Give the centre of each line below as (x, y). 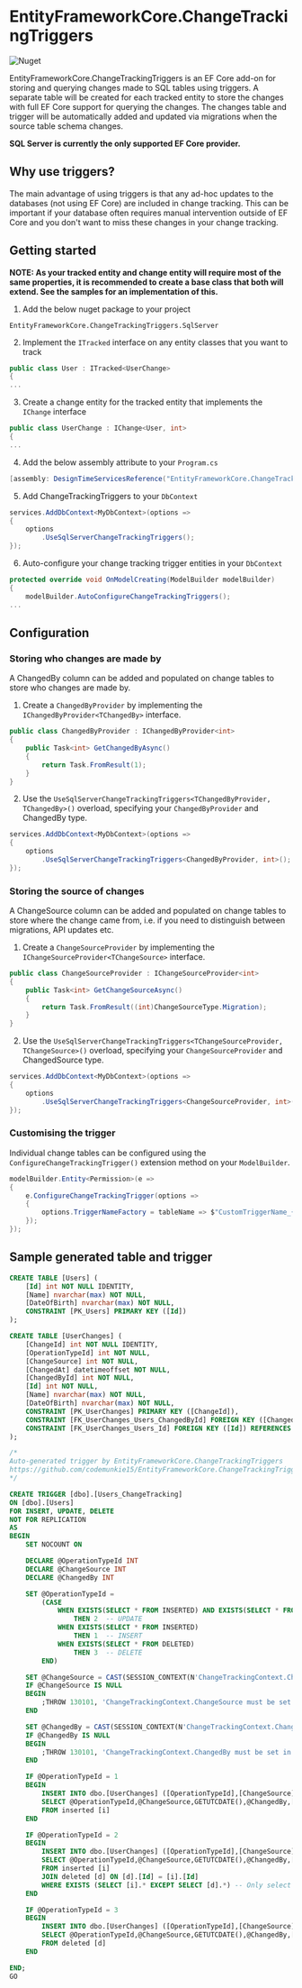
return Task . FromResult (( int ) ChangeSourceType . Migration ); (155, 1007)
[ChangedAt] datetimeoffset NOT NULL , (98, 1370)
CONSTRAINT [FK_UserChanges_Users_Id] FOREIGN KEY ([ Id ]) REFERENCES (159, 1428)
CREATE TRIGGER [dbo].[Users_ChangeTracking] (96, 1494)
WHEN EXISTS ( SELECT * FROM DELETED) (126, 1644)
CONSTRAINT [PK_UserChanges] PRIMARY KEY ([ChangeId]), (133, 1411)
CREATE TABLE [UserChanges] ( (66, 1336)
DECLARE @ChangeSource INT (76, 1569)
